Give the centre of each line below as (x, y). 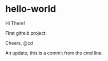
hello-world (31, 9)
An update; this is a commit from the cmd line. (54, 53)
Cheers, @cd (19, 43)
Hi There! (15, 23)
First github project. (26, 33)
